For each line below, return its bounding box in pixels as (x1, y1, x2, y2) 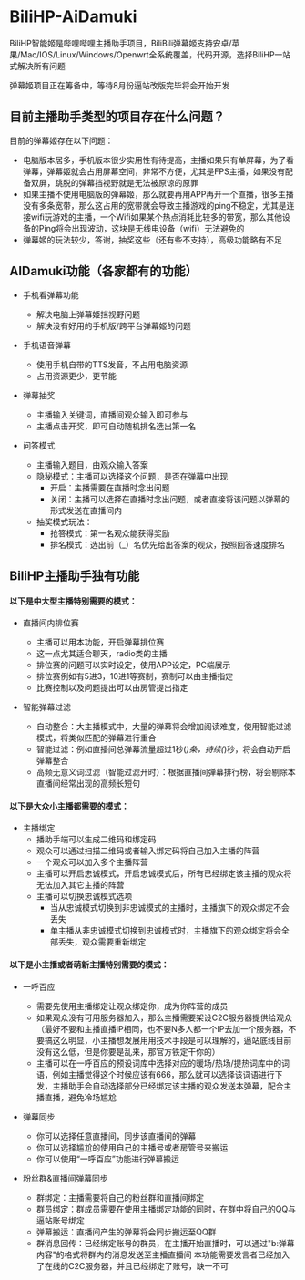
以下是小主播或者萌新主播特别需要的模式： (9, 959, 169, 970)
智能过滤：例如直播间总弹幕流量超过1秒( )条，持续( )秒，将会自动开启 (36, 744, 291, 755)
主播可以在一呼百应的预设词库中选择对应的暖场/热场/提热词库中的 (36, 1058, 282, 1068)
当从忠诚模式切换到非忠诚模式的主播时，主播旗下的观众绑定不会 (49, 903, 290, 914)
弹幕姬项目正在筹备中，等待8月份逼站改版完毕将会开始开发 (9, 79, 230, 90)
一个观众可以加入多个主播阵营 (36, 857, 148, 868)
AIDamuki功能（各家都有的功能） (9, 263, 198, 279)
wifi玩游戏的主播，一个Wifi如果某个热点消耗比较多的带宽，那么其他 (30, 212, 282, 222)
